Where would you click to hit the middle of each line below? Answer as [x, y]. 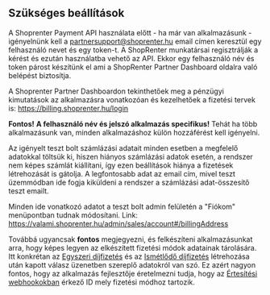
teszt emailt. [29, 191]
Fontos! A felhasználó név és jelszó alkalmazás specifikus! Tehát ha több [133, 123]
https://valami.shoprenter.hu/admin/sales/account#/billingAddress [118, 223]
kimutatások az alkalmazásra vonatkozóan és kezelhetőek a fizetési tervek [132, 99]
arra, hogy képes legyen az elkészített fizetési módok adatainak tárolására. [133, 247]
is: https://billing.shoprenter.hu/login [69, 108]
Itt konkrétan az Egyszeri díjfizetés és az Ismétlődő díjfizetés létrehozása [129, 256]
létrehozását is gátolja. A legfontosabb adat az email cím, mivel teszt [122, 173]
